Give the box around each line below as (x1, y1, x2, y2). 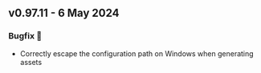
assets (19, 57, 43, 67)
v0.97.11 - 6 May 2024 (8, 6, 120, 20)
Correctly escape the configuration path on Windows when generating (19, 48, 255, 59)
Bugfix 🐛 (8, 30, 43, 42)
